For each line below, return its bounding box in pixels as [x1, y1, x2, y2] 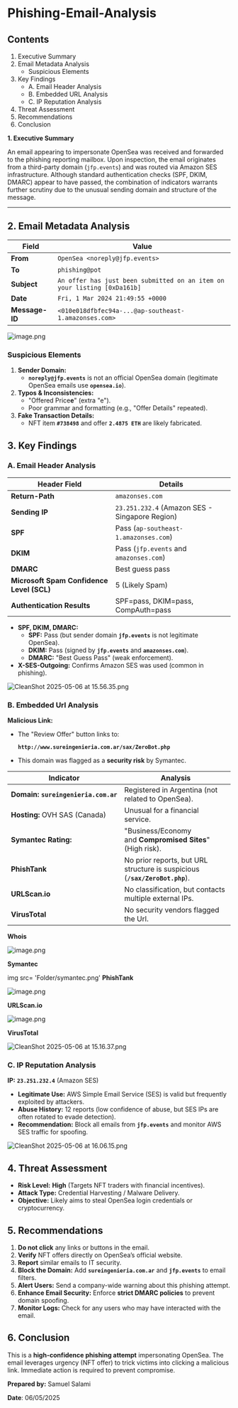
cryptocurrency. [17, 1204, 65, 1212]
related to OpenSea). [124, 794, 193, 804]
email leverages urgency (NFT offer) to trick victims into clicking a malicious [7, 1358, 229, 1367]
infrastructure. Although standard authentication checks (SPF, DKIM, [7, 171, 208, 178]
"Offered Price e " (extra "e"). [28, 396, 111, 405]
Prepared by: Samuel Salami [7, 1380, 91, 1388]
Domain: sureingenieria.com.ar [11, 789, 118, 799]
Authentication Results [11, 600, 91, 610]
